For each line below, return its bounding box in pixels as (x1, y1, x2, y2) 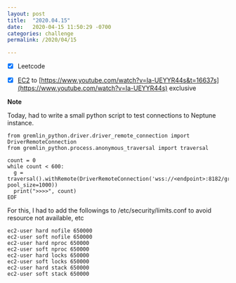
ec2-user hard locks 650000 (7, 252, 90, 259)
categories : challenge (7, 30, 74, 37)
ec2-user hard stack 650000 (7, 265, 90, 272)
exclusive (169, 84, 197, 92)
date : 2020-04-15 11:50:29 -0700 (7, 23, 112, 30)
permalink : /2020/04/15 (7, 37, 77, 44)
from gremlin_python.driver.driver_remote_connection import (7, 132, 190, 139)
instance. (7, 119, 34, 127)
